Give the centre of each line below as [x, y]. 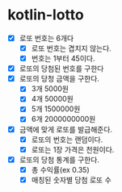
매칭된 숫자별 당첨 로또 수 [72, 180]
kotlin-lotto [46, 15]
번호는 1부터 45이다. [63, 59]
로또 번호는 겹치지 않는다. [72, 48]
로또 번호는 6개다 [46, 38]
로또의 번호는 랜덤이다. [67, 140]
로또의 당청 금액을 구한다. [59, 79]
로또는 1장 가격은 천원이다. [73, 149]
